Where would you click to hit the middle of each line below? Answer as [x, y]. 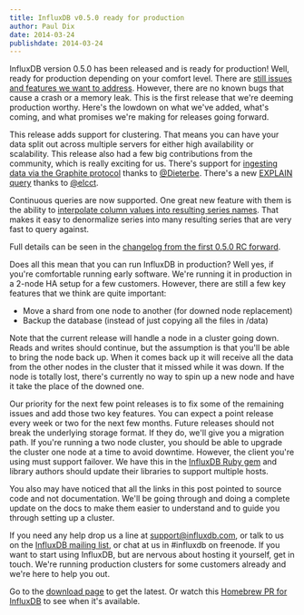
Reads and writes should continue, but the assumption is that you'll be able [150, 348]
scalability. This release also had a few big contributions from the [131, 154]
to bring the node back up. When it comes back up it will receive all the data [152, 357]
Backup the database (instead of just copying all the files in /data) [146, 321]
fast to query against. [49, 229]
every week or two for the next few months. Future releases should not [142, 424]
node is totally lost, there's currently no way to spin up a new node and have [152, 376]
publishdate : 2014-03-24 [56, 43]
